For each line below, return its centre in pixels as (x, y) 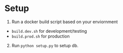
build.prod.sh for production (40, 36)
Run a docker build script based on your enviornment (65, 22)
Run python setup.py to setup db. (45, 45)
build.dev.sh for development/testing (49, 31)
